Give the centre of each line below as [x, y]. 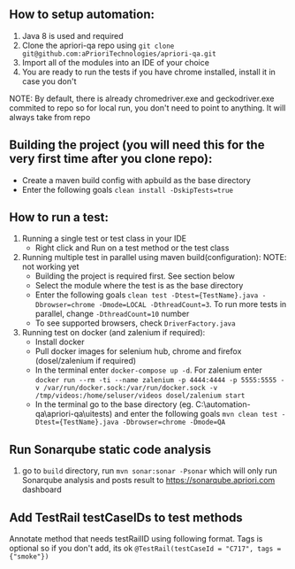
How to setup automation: [82, 15]
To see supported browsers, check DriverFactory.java [135, 323]
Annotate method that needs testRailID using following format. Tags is [136, 539]
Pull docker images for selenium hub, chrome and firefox [138, 351]
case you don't [49, 81]
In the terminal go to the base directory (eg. [114, 404]
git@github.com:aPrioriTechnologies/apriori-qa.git [119, 54]
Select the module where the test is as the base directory [139, 286]
